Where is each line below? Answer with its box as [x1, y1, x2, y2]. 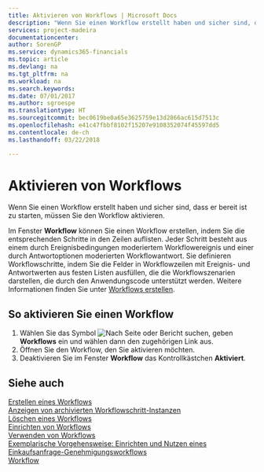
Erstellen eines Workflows [8, 397, 93, 407]
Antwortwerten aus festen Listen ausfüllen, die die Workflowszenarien [8, 268, 236, 278]
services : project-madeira [8, 26, 97, 34]
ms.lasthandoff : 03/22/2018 [8, 135, 101, 144]
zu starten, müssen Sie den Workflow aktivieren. [8, 211, 165, 220]
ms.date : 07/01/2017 [8, 92, 76, 100]
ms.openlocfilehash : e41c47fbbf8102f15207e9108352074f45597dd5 [8, 121, 220, 129]
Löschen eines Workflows [8, 414, 92, 423]
